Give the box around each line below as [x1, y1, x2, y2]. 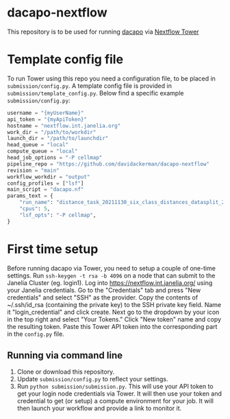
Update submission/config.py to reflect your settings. [16, 375, 168, 383]
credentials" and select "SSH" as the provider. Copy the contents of [7, 293, 199, 302]
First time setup [7, 241, 99, 257]
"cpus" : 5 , [19, 205, 51, 212]
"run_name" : [19, 199, 53, 206]
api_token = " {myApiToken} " [7, 115, 88, 123]
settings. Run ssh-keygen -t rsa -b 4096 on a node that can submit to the [7, 271, 216, 280]
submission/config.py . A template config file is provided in [7, 81, 172, 90]
